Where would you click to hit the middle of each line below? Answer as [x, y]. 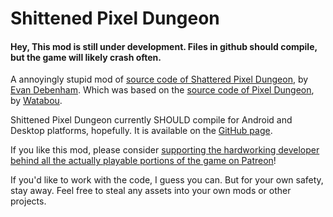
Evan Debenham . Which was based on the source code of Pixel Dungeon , [162, 90]
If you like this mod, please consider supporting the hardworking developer [165, 150]
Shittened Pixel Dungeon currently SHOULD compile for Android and [151, 120]
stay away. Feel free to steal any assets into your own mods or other [151, 191]
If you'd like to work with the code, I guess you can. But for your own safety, [167, 180]
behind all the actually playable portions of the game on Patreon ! [143, 161]
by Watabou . [36, 101]
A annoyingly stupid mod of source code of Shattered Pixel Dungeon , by [159, 79]
